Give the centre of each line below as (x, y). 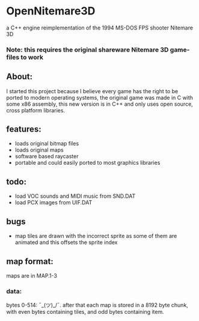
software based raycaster (47, 156)
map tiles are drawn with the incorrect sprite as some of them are (96, 236)
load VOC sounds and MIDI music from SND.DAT (75, 196)
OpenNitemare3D (51, 11)
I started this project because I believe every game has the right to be (92, 91)
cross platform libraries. (35, 110)
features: (24, 130)
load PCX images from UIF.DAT (54, 203)
